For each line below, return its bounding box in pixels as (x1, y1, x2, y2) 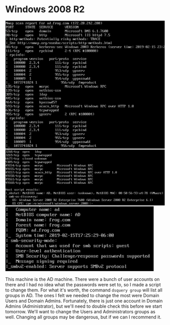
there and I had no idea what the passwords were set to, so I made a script (5, 281, 161, 287)
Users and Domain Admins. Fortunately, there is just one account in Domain (5, 298, 163, 304)
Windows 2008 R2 (5, 4, 85, 15)
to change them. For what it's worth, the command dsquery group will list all (5, 287, 163, 293)
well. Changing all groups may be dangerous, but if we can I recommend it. (5, 314, 162, 320)
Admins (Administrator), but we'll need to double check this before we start (5, 303, 162, 309)
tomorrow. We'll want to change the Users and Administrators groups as (5, 308, 156, 314)
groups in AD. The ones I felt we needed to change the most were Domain (5, 292, 159, 298)
